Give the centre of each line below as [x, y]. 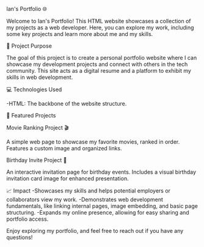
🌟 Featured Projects [31, 115]
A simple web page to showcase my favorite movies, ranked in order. [93, 142]
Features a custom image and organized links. [64, 148]
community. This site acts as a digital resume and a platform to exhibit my [99, 71]
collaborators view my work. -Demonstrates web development [85, 199]
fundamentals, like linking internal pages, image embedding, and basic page [102, 206]
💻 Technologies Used [34, 89]
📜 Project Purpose [29, 46]
